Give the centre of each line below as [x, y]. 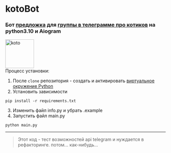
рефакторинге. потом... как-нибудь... [58, 145]
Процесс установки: [27, 71]
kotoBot [22, 9]
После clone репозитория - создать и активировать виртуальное [83, 81]
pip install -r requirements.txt [41, 101]
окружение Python [33, 86]
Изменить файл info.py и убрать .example [58, 111]
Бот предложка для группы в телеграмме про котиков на [80, 25]
